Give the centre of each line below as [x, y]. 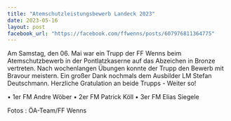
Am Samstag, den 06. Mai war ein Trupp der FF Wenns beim [94, 53]
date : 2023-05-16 [33, 20]
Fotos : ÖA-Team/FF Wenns [47, 110]
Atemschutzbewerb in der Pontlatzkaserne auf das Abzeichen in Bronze [111, 61]
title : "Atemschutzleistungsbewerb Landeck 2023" [81, 14]
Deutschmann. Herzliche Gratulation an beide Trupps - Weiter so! [102, 83]
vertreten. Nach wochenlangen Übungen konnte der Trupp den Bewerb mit [116, 68]
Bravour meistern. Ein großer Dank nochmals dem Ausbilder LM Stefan [110, 76]
